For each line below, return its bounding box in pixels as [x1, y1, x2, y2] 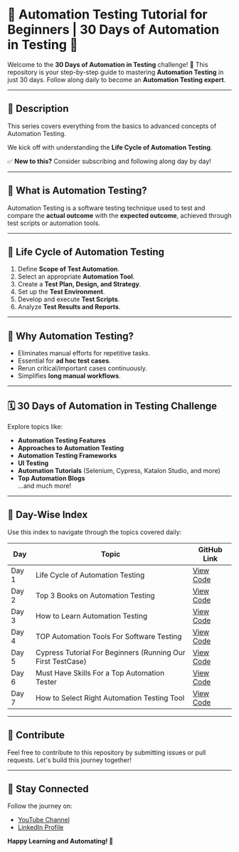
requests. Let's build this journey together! [7, 755, 132, 764]
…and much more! [17, 482, 72, 490]
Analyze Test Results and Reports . [17, 303, 121, 311]
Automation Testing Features [17, 436, 107, 445]
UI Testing [17, 459, 49, 467]
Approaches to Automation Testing [17, 444, 124, 452]
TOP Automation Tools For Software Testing [35, 631, 182, 641]
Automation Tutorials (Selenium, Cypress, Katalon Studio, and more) [17, 467, 221, 474]
